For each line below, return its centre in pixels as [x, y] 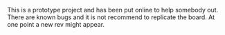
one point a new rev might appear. [56, 24]
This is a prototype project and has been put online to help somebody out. [113, 10]
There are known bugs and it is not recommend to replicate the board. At [111, 17]
